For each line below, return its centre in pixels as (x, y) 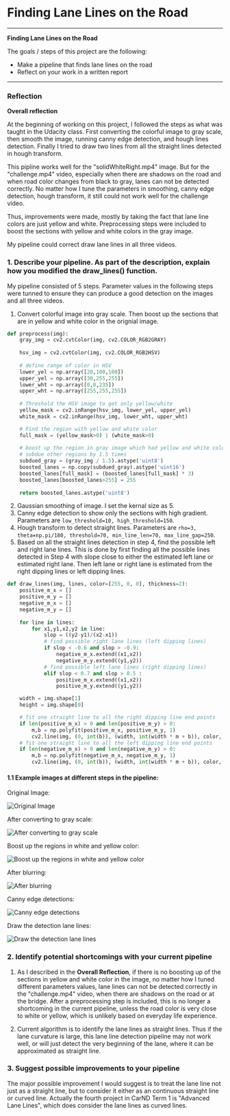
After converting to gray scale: (50, 819)
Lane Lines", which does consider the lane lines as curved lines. (97, 1105)
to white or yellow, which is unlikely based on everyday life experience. (117, 1015)
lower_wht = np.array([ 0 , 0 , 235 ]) (67, 385)
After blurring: (27, 872)
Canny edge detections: (41, 899)
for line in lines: (47, 623)
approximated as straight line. (59, 1051)
